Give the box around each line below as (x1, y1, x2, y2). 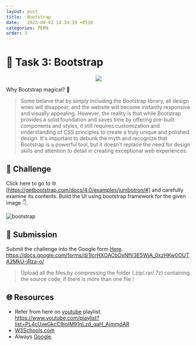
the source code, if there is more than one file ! (20, 275, 134, 282)
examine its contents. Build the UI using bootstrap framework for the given (6, 192, 186, 199)
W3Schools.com (14, 327, 55, 334)
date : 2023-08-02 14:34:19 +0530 (6, 19, 93, 25)
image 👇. (6, 199, 28, 206)
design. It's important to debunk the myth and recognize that (20, 135, 168, 142)
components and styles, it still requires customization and (20, 123, 160, 130)
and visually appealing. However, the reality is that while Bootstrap (20, 110, 181, 117)
